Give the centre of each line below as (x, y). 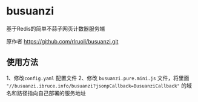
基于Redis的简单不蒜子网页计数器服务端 (56, 28)
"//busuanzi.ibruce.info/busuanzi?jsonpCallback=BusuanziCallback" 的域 (99, 85)
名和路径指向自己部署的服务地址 (46, 93)
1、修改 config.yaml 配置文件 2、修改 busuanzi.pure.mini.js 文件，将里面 (98, 78)
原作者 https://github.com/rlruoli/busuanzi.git (62, 41)
